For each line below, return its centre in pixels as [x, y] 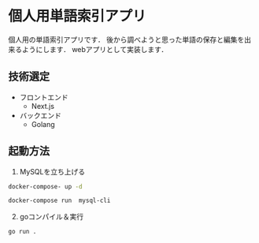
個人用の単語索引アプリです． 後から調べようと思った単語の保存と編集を [126, 39]
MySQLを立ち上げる [52, 171]
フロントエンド [44, 97]
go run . [22, 232]
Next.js [43, 106]
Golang [43, 124]
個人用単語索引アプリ [78, 16]
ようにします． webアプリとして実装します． [95, 49]
